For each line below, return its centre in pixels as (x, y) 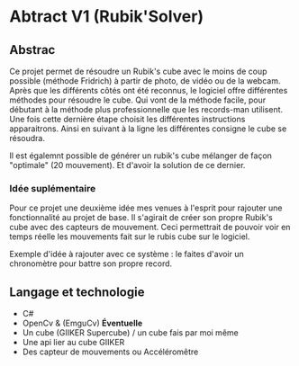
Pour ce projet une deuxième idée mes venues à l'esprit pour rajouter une (146, 208)
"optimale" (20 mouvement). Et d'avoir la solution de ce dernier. (127, 165)
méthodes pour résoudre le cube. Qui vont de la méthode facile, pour (138, 100)
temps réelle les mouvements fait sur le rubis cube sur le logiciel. (130, 237)
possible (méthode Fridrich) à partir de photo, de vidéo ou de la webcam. (145, 81)
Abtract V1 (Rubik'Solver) (107, 17)
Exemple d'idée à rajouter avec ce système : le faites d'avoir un (127, 254)
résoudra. (27, 138)
